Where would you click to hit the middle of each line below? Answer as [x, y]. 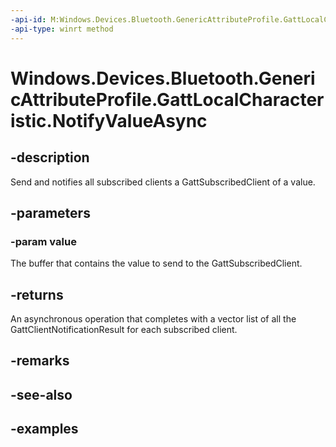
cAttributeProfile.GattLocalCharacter [167, 99]
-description [50, 157]
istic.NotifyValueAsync [109, 120]
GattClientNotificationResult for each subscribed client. [124, 329]
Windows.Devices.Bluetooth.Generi [163, 78]
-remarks [40, 361]
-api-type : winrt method [62, 29]
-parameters [50, 212]
